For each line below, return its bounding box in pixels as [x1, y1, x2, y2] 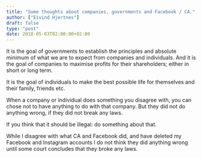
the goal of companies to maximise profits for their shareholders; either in [6, 61, 189, 68]
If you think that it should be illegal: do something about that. [6, 121, 157, 128]
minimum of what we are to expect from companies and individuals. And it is [6, 54, 196, 61]
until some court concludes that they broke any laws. [6, 145, 138, 153]
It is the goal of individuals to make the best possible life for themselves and [6, 79, 195, 86]
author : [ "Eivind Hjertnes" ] [6, 14, 80, 20]
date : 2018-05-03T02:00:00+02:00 [6, 31, 90, 37]
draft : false [6, 20, 39, 26]
